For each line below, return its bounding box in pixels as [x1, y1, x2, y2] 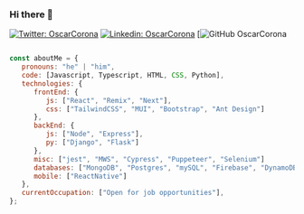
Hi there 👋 [9, 8, 54, 21]
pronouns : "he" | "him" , [21, 62, 116, 71]
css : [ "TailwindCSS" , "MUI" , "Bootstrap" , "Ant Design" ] [45, 104, 265, 114]
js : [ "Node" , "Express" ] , [45, 130, 144, 139]
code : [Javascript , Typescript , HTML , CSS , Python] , [21, 71, 224, 80]
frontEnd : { [33, 88, 79, 97]
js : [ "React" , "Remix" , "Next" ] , [45, 96, 172, 105]
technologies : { [21, 79, 83, 88]
